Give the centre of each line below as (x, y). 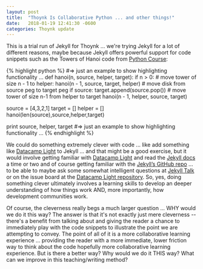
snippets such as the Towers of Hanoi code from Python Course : (87, 59)
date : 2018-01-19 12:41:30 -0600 (51, 23)
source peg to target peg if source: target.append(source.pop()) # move (96, 90)
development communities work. (47, 196)
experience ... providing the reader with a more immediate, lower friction (96, 240)
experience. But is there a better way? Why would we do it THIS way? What (100, 253)
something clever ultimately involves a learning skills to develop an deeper (99, 183)
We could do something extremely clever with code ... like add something (98, 145)
